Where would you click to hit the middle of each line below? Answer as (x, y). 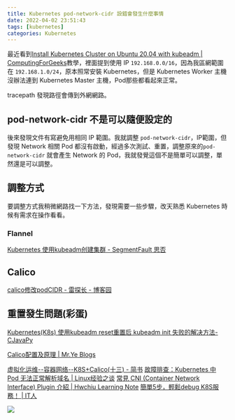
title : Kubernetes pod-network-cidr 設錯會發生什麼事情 (86, 14)
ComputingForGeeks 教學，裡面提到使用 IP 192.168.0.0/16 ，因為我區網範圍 (115, 63)
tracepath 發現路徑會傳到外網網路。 (59, 95)
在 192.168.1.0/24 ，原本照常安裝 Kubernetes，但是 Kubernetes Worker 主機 (117, 71)
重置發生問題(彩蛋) (48, 314)
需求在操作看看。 (44, 215)
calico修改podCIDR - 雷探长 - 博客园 (59, 289)
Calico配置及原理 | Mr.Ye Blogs (51, 354)
